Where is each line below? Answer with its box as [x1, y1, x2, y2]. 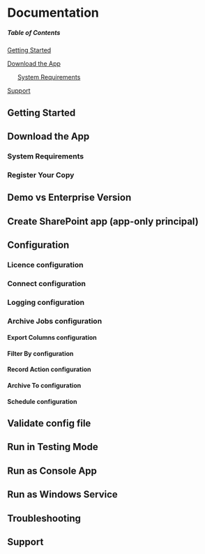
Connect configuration [7, 278, 86, 288]
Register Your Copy [7, 170, 75, 179]
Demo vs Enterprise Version [7, 192, 132, 204]
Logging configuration [7, 297, 85, 307]
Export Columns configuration [7, 334, 97, 342]
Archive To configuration [7, 382, 82, 390]
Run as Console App [7, 465, 98, 477]
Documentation [7, 5, 100, 21]
